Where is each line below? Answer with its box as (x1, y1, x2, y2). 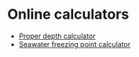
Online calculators (7, 5, 130, 23)
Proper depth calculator (18, 31, 96, 41)
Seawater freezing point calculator (18, 39, 131, 48)
